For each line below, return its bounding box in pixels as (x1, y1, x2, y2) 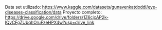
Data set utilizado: (5, 4, 41, 10)
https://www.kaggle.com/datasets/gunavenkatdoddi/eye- (42, 4, 157, 10)
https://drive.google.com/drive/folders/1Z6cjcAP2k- (5, 15, 108, 20)
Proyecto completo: (62, 9, 102, 15)
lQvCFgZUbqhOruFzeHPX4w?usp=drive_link (5, 19, 95, 25)
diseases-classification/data (5, 9, 62, 15)
